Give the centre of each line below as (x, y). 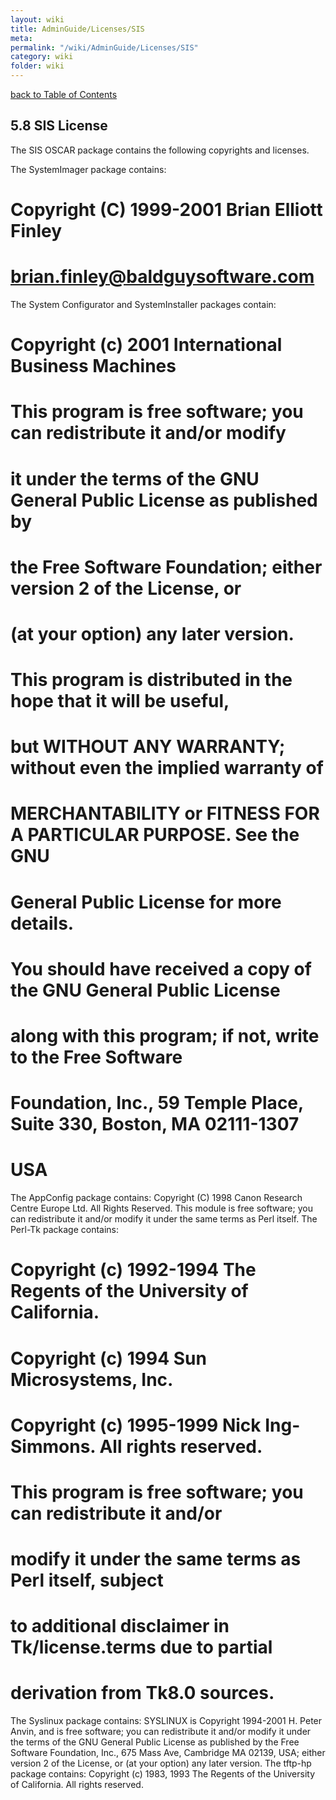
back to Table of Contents (64, 94)
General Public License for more (146, 902)
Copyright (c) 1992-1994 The (133, 1270)
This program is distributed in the (151, 680)
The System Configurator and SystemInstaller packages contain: (143, 304)
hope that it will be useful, (120, 701)
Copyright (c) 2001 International (146, 345)
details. (42, 923)
